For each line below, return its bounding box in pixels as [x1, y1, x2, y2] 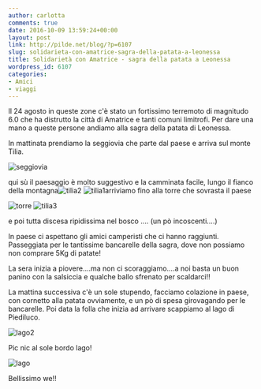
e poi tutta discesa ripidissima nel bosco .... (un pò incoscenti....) [8, 216, 218, 226]
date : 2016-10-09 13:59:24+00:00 [8, 26, 118, 34]
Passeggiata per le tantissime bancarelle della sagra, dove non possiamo [8, 240, 245, 249]
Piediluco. [8, 312, 41, 322]
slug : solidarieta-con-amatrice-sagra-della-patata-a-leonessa [8, 48, 221, 56]
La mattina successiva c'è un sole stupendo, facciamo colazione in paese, [8, 287, 250, 297]
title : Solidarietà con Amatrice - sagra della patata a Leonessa [8, 56, 231, 64]
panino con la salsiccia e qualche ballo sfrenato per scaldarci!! [8, 272, 211, 282]
